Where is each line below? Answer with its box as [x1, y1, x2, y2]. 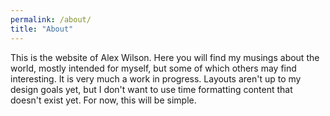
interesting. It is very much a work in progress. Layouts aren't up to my [10, 72, 302, 85]
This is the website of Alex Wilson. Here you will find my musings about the [10, 51, 320, 63]
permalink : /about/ [10, 14, 92, 25]
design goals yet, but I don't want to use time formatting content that [10, 83, 293, 95]
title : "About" [10, 24, 74, 34]
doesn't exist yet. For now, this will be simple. [10, 94, 197, 106]
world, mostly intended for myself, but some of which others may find [10, 62, 297, 74]
